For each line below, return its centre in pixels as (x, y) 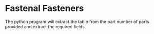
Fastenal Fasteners (45, 8)
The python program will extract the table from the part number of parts (77, 22)
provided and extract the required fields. (46, 26)
